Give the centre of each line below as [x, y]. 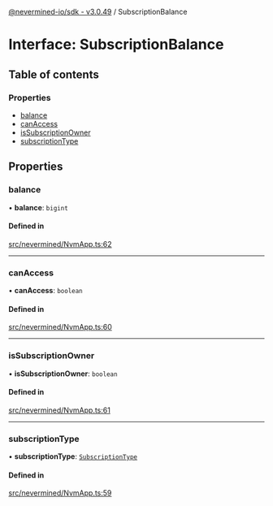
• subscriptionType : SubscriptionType [73, 456]
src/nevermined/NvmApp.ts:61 [60, 410]
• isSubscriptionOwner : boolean [63, 374]
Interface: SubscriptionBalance [116, 45]
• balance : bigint [39, 207]
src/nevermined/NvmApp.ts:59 [60, 493]
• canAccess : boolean [45, 291]
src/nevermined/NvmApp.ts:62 [60, 244]
